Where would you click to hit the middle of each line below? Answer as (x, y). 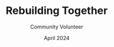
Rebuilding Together (57, 11)
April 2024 (57, 38)
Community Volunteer (57, 27)
